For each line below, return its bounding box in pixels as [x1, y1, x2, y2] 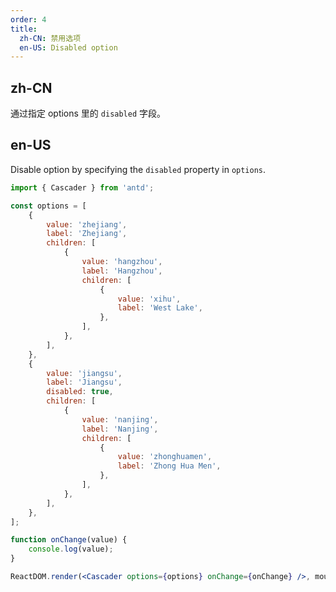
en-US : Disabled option [19, 42, 118, 53]
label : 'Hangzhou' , [81, 266, 163, 276]
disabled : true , [46, 387, 114, 397]
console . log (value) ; [28, 544, 114, 555]
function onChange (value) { [10, 535, 128, 545]
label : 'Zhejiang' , [46, 229, 128, 239]
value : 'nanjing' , [81, 414, 159, 425]
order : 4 [10, 14, 47, 25]
